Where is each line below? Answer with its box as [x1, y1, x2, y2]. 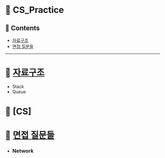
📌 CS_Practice [5, 4, 64, 16]
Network [12, 148, 34, 155]
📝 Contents [5, 24, 40, 32]
